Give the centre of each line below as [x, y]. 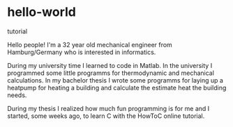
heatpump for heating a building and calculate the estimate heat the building [117, 87]
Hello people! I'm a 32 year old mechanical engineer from [90, 44]
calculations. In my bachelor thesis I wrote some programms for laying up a [115, 80]
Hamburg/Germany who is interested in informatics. [82, 52]
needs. [17, 95]
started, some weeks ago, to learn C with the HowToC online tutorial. [106, 116]
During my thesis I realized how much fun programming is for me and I [108, 108]
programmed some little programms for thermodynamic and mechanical [111, 73]
